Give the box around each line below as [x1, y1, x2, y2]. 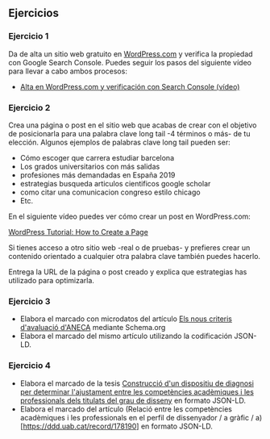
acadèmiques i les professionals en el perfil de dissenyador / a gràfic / [19, 412, 254, 422]
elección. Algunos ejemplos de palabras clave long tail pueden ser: [8, 137, 231, 147]
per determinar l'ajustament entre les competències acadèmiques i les [19, 387, 254, 396]
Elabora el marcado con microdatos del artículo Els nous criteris [19, 314, 232, 324]
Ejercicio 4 [8, 360, 51, 371]
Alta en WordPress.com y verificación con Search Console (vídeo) [19, 82, 240, 91]
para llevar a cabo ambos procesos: [8, 66, 127, 76]
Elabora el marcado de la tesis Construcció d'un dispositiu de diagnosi [19, 378, 254, 388]
